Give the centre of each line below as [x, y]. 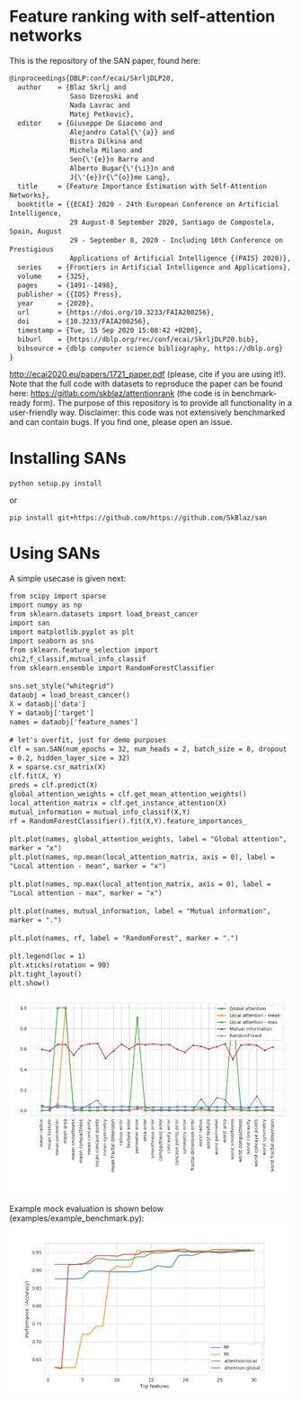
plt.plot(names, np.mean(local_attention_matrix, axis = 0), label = [142, 857]
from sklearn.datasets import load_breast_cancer [104, 614]
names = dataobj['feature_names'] [74, 722]
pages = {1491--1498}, [68, 285]
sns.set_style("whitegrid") [62, 686]
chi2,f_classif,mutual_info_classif [78, 659]
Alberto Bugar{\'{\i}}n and [122, 168]
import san [30, 623]
